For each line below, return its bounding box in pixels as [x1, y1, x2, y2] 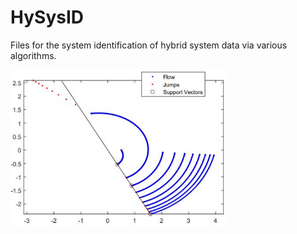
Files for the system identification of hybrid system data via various [10, 39, 288, 51]
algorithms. [10, 49, 57, 61]
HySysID [10, 6, 85, 29]
